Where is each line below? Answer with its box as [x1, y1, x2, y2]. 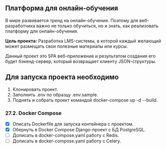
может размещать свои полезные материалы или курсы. [5, 43, 128, 49]
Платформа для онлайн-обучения [5, 4, 118, 13]
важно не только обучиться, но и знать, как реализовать [36, 23, 159, 29]
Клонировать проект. [12, 86, 59, 92]
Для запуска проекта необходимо [5, 73, 119, 82]
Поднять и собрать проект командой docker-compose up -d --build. [12, 97, 158, 103]
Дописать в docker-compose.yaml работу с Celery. [12, 138, 121, 144]
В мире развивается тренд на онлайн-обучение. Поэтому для [5, 17, 138, 23]
